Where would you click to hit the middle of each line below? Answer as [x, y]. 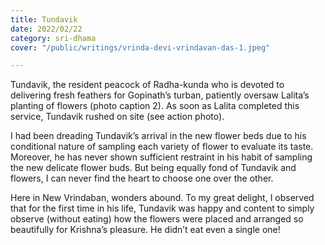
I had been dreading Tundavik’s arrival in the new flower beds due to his [158, 136]
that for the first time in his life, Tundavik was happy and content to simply [162, 208]
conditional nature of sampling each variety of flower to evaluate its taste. [162, 147]
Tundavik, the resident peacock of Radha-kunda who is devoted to [147, 85]
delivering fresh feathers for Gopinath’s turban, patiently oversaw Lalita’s [160, 95]
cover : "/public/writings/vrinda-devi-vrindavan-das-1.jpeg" [140, 47]
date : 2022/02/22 [46, 29]
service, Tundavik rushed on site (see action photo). [117, 117]
